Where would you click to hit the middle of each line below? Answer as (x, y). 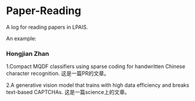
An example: (21, 38)
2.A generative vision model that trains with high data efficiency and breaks (98, 85)
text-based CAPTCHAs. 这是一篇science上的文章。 (68, 92)
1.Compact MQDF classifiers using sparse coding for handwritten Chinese (96, 66)
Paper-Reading (44, 11)
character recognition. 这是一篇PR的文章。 (58, 73)
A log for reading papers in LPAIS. (47, 27)
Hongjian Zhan (28, 53)
